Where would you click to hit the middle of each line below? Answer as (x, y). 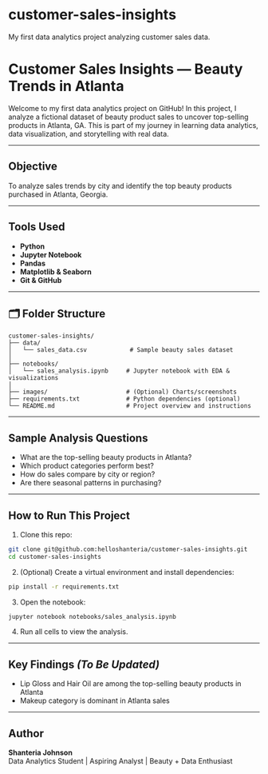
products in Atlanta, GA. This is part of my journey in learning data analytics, (134, 125)
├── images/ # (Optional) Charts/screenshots (123, 392)
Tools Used (37, 227)
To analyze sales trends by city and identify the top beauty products (120, 186)
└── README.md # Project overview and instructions (130, 406)
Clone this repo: (46, 534)
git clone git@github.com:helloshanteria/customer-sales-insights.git (128, 549)
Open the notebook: (53, 602)
